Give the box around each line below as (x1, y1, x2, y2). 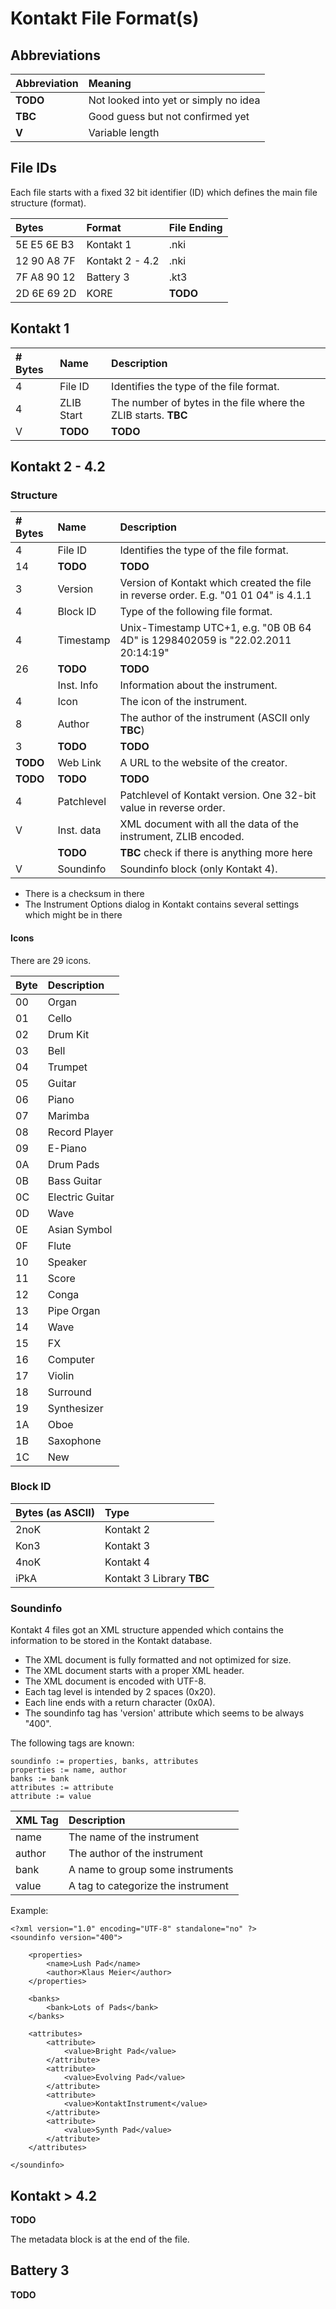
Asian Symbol (47, 1222, 113, 1236)
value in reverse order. (119, 801, 226, 815)
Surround (47, 1385, 92, 1399)
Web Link (57, 756, 102, 770)
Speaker (47, 1255, 88, 1269)
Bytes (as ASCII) (15, 1505, 96, 1519)
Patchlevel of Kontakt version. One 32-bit (119, 788, 317, 802)
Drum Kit (47, 1027, 90, 1041)
